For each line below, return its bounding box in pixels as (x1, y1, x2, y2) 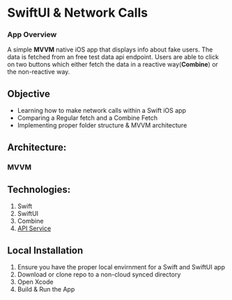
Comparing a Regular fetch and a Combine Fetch (17, 113, 158, 123)
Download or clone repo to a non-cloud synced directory (17, 270, 181, 279)
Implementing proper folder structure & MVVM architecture (17, 121, 187, 129)
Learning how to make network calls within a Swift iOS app (17, 106, 187, 115)
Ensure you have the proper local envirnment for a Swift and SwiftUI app (17, 263, 225, 271)
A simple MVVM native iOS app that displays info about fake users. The (7, 45, 213, 54)
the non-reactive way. (7, 68, 70, 76)
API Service (17, 224, 52, 232)
